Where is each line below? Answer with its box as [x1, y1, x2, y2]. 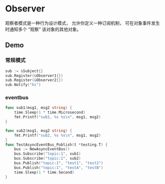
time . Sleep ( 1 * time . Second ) [14, 170, 75, 175]
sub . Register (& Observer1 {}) [5, 73, 64, 78]
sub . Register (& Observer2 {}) [5, 78, 64, 83]
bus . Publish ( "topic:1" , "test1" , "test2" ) [14, 161, 103, 166]
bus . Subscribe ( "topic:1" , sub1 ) [14, 151, 81, 157]
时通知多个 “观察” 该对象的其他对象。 [5, 26, 82, 32]
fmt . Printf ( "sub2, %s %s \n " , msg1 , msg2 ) [14, 133, 101, 138]
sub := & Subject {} [5, 68, 43, 74]
